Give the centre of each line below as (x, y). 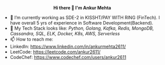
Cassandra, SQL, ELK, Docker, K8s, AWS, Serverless (65, 34)
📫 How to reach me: (32, 39)
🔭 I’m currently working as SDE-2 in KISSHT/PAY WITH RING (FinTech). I (85, 17)
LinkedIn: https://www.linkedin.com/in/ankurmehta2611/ (68, 46)
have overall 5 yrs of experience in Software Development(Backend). (81, 23)
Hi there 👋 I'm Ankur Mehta (82, 8)
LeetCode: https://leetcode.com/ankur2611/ (55, 52)
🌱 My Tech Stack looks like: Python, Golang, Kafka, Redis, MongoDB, (82, 28)
